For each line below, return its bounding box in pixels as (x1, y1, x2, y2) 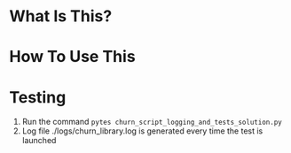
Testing (9, 87, 67, 107)
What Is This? (9, 6, 113, 27)
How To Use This (9, 47, 136, 67)
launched (21, 135, 57, 146)
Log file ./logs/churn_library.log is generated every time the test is (21, 126, 263, 136)
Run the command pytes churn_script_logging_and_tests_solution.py (21, 117, 282, 127)
